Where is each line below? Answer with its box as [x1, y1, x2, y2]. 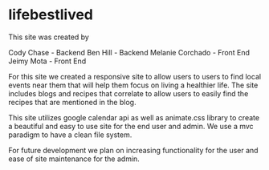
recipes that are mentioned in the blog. [8, 97, 137, 107]
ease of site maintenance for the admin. [8, 154, 141, 164]
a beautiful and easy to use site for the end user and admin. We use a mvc [8, 121, 255, 131]
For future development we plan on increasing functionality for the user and [8, 145, 259, 155]
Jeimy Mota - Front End [8, 56, 87, 66]
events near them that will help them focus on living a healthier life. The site [8, 80, 259, 90]
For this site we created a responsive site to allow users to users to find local [8, 71, 262, 81]
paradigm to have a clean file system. [8, 130, 132, 140]
